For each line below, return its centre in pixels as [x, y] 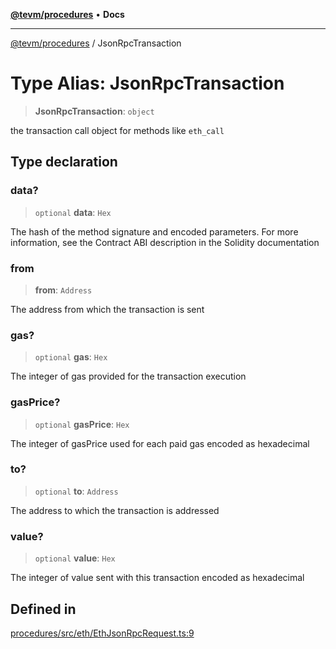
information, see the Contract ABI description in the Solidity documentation [165, 242]
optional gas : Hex [71, 357]
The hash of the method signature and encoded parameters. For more [154, 231]
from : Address [63, 290]
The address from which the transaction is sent [107, 309]
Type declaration [64, 162]
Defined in [43, 609]
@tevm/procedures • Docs [67, 14]
